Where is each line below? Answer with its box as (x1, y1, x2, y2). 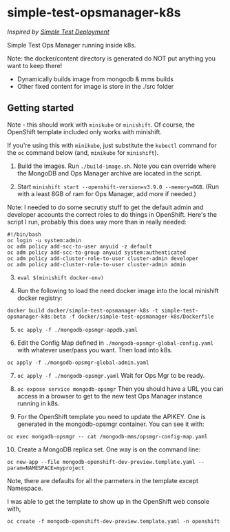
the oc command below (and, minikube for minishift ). (7, 148, 159, 156)
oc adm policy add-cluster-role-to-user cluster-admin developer (7, 255, 198, 262)
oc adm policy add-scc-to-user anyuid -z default (7, 243, 153, 250)
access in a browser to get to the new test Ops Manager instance (17, 392, 202, 400)
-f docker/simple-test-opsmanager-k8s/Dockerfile (68, 313, 214, 320)
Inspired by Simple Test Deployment (7, 28, 109, 36)
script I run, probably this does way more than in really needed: (7, 217, 187, 226)
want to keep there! (7, 61, 63, 70)
